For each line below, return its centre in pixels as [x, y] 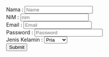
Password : [20, 32]
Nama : [15, 9]
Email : [14, 25]
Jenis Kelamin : [24, 40]
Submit [17, 47]
